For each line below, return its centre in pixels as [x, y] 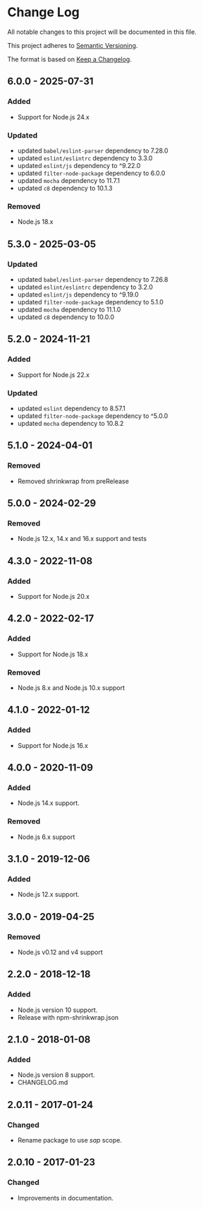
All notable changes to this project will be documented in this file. [102, 32]
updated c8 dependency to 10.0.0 [66, 317]
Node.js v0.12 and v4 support [60, 952]
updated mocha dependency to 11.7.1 [68, 180]
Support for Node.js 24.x [53, 117]
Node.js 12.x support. [48, 895]
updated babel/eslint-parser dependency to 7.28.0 [93, 150]
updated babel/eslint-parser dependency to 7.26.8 [93, 279]
